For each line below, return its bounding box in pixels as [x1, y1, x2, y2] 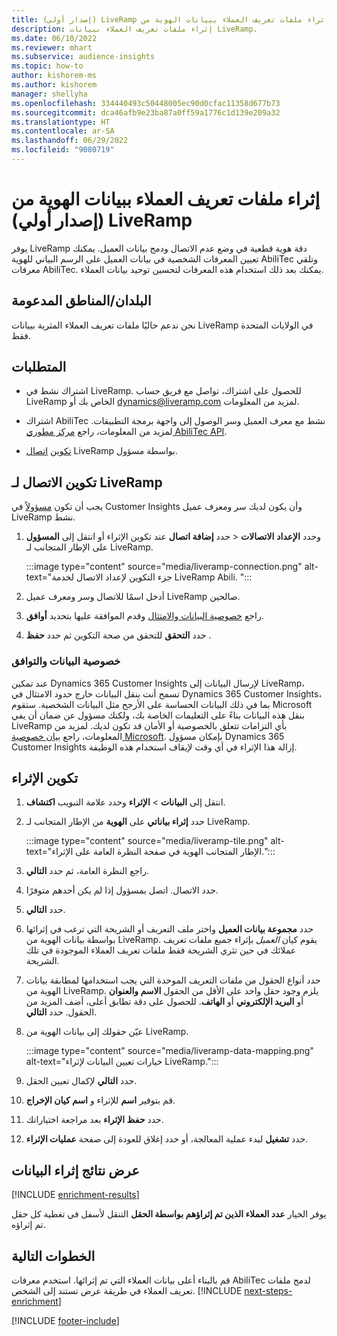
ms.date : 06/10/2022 [11, 33, 98, 43]
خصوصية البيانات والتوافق [11, 654, 121, 668]
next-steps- [244, 1284, 293, 1296]
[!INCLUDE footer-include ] [11, 1314, 120, 1326]
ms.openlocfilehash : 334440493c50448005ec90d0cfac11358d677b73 [11, 98, 281, 108]
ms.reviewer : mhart [11, 42, 93, 53]
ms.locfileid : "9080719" [11, 145, 115, 155]
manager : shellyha [11, 89, 88, 99]
